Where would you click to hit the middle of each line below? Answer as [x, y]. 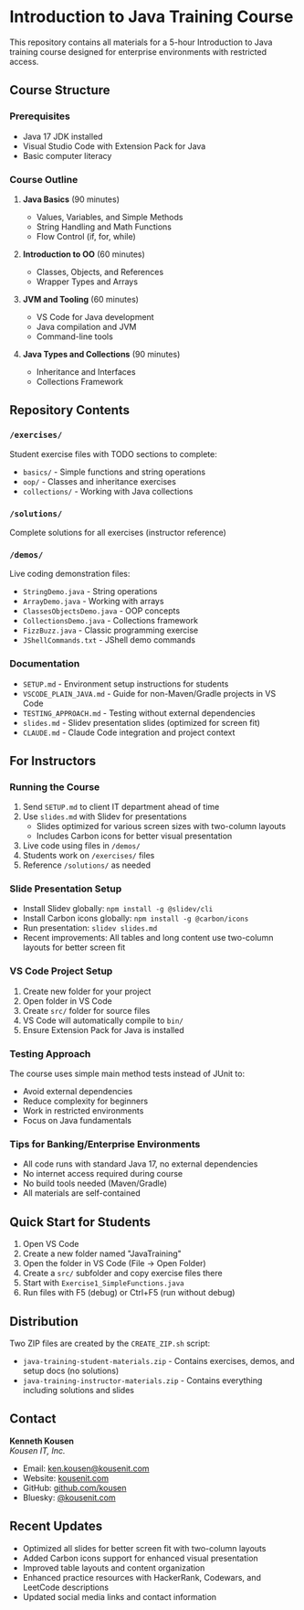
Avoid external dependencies [78, 1092]
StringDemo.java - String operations [90, 592]
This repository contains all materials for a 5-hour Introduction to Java [141, 42]
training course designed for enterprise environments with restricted [138, 51]
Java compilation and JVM [86, 326]
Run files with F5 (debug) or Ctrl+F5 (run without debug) [129, 1293]
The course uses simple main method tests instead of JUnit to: [127, 1074]
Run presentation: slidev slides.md [90, 928]
